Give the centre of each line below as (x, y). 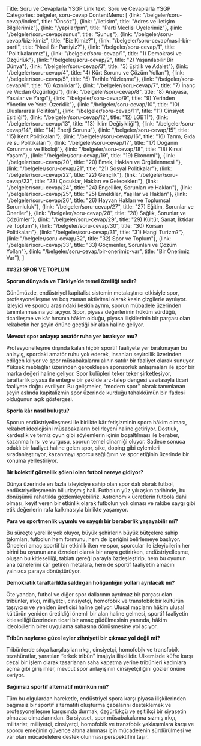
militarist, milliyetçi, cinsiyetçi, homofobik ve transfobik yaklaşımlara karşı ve (100, 724)
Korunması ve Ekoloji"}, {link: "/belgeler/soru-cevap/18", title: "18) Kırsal (94, 149)
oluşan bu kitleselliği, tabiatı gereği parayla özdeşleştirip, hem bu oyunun (96, 558)
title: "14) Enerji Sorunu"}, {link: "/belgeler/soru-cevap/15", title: (111, 130)
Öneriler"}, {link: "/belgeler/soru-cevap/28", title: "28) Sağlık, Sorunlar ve (96, 213)
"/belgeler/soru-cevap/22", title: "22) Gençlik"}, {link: (71, 175)
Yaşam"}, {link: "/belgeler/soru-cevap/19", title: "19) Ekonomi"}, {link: (91, 155)
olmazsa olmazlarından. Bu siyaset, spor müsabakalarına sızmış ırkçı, (91, 717)
